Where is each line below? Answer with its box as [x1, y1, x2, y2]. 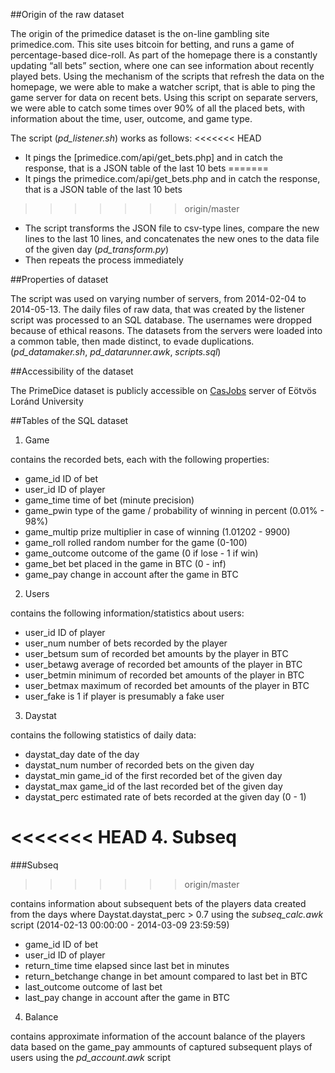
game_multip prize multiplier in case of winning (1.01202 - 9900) [24, 526, 291, 538]
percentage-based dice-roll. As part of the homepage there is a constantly [10, 49, 318, 61]
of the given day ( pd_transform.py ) [24, 244, 170, 255]
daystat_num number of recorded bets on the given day [24, 759, 255, 771]
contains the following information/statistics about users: [10, 607, 245, 619]
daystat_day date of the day [24, 749, 140, 760]
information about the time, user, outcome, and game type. [10, 113, 253, 124]
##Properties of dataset [10, 274, 109, 285]
